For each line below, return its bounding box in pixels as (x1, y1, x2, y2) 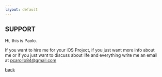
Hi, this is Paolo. (5, 38, 37, 44)
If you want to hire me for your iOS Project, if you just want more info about (5, 47, 155, 53)
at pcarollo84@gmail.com (5, 58, 57, 63)
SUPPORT (5, 25, 36, 33)
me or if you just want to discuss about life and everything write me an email (5, 52, 158, 58)
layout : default (5, 7, 38, 12)
